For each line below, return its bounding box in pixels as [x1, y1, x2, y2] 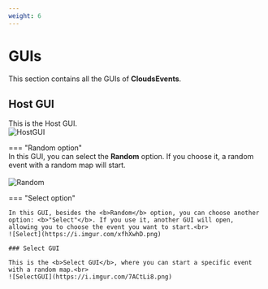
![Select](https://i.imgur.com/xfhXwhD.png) [8, 231, 162, 239]
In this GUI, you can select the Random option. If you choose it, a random [8, 152, 254, 162]
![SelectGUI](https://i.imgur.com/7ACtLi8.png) [8, 273, 173, 281]
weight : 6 [8, 11, 42, 20]
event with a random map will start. [8, 160, 126, 170]
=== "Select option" [8, 193, 76, 203]
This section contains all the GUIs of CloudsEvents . [8, 74, 182, 84]
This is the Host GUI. [8, 119, 78, 128]
